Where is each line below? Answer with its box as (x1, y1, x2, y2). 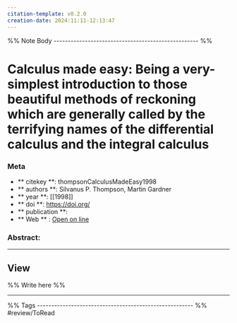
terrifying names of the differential (7, 121, 214, 137)
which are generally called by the (7, 106, 206, 122)
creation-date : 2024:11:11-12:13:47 (7, 17, 115, 24)
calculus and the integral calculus (7, 136, 209, 152)
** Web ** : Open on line (17, 215, 90, 223)
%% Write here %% (7, 281, 66, 290)
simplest (7, 76, 59, 92)
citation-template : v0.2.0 (7, 10, 87, 18)
